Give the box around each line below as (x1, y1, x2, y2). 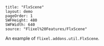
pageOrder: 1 (5, 13, 33, 18)
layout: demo (5, 9, 33, 14)
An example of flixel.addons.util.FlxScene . (5, 35, 100, 41)
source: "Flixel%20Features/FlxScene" (5, 26, 87, 31)
